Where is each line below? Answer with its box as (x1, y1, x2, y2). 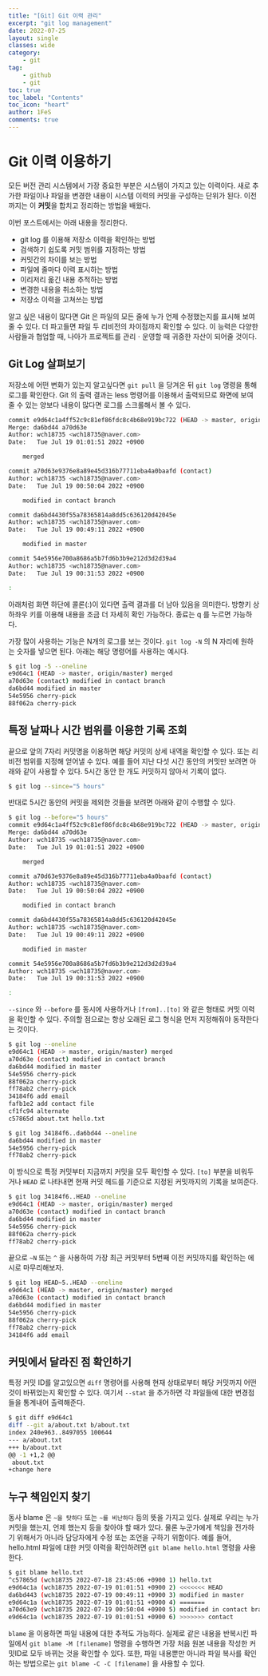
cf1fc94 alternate (8, 1107, 69, 1115)
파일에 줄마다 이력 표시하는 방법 (19, 265, 118, 274)
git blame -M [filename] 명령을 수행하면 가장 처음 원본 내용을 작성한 (29, 1638, 248, 1648)
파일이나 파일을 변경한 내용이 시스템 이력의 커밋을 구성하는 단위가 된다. (22, 190, 242, 200)
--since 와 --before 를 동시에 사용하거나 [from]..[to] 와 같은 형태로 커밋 (8, 1004, 241, 1014)
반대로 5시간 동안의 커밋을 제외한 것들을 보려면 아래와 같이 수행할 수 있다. (8, 797, 235, 808)
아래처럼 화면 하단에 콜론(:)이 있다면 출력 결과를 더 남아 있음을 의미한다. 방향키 (8, 599, 251, 609)
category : (8, 49, 41, 57)
